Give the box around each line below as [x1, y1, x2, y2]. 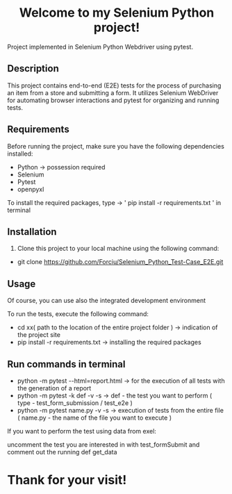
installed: [7, 149, 33, 158]
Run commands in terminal [7, 358, 126, 370]
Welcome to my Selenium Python [19, 5, 215, 21]
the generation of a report [17, 384, 92, 392]
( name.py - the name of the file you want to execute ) [17, 413, 172, 422]
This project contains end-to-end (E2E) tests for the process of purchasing [7, 81, 222, 90]
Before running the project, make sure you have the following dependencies [7, 142, 224, 150]
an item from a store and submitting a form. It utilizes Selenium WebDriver [7, 88, 219, 97]
